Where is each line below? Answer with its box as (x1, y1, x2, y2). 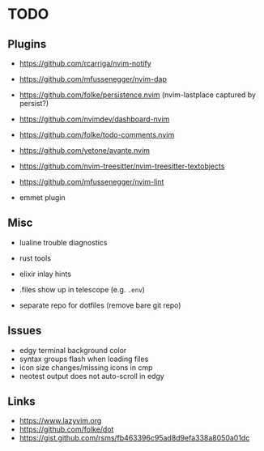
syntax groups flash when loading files (19, 354, 149, 364)
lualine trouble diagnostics (19, 237, 108, 247)
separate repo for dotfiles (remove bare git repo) (19, 300, 181, 310)
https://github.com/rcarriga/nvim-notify (19, 58, 151, 68)
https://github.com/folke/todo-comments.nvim (19, 130, 175, 139)
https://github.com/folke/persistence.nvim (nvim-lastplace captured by (19, 90, 257, 100)
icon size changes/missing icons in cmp (19, 362, 153, 372)
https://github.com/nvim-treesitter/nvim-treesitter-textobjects (19, 161, 225, 171)
